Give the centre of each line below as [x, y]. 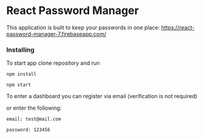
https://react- [178, 27]
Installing [20, 49]
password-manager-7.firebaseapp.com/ [56, 34]
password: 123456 [28, 130]
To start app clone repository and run [53, 63]
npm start [19, 85]
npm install [21, 74]
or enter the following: [34, 108]
